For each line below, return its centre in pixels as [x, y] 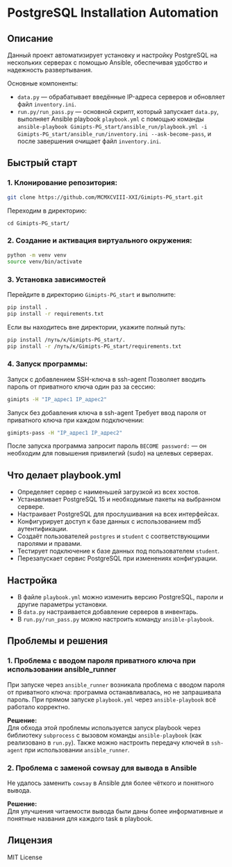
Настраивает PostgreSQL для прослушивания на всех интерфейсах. [118, 514]
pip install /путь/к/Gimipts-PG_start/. [67, 340]
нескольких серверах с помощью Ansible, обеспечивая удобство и [107, 63]
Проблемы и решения [58, 641]
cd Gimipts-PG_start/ [39, 223]
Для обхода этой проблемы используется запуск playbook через [104, 727]
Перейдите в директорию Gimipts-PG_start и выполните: [91, 294]
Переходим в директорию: [47, 211]
